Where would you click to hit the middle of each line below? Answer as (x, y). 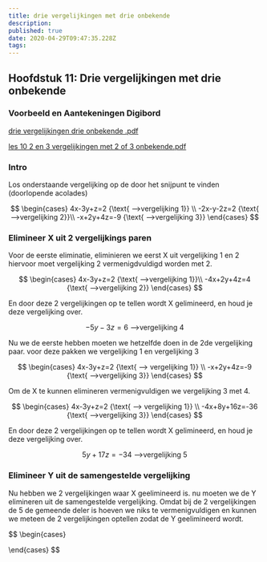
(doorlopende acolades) (48, 193)
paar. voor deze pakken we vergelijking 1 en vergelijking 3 (103, 352)
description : (30, 23)
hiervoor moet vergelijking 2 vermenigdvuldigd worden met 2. (110, 264)
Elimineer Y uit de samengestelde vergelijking (99, 475)
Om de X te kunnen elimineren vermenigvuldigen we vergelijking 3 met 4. (129, 391)
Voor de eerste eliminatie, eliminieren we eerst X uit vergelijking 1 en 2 (124, 255)
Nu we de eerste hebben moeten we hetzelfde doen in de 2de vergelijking (131, 343)
